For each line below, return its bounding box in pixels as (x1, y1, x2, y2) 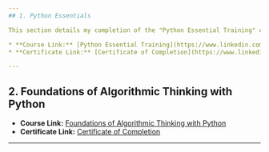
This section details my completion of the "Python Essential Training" (8, 26, 256, 34)
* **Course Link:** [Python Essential (8, 41, 138, 49)
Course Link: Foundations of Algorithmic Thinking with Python (19, 118, 227, 128)
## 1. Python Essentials (8, 11, 91, 20)
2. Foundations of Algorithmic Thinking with (8, 85, 233, 98)
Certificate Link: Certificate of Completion (19, 127, 161, 137)
